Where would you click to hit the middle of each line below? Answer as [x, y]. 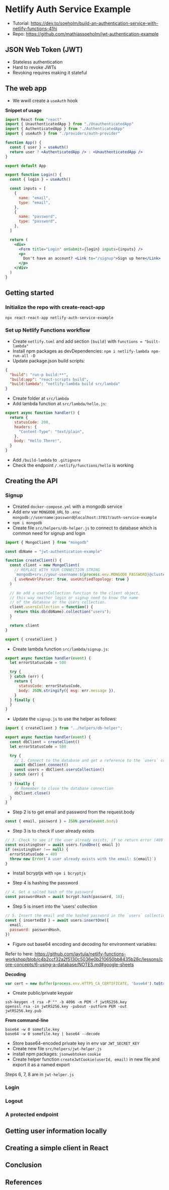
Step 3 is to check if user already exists [53, 831]
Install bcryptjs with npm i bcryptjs [49, 873]
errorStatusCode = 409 [33, 854]
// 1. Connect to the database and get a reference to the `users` [86, 760]
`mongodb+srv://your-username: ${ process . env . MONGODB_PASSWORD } [82, 575]
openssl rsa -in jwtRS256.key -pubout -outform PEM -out [66, 1007]
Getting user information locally [56, 1131]
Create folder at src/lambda [41, 398]
